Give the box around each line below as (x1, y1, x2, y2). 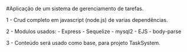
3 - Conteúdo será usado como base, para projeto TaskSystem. (6, 40, 160, 46)
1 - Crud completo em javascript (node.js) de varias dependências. (6, 17, 168, 23)
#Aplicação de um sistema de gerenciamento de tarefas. (6, 5, 144, 12)
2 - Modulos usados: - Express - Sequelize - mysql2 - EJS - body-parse (6, 28, 182, 35)
